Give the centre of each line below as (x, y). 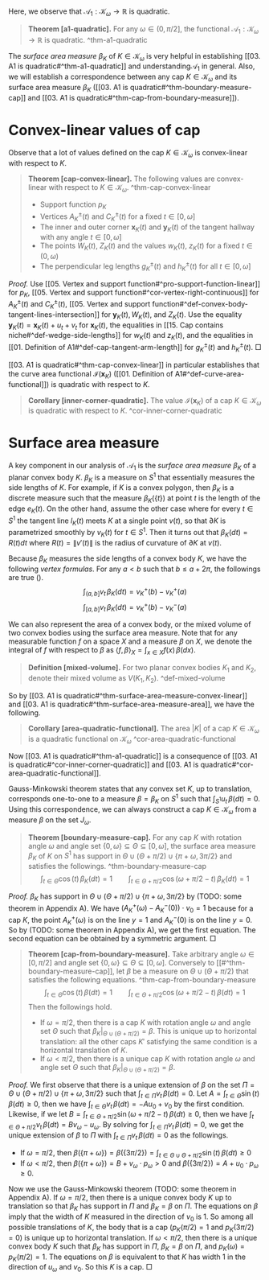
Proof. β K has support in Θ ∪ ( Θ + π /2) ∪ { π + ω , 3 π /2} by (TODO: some (125, 897)
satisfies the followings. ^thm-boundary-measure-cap (117, 866)
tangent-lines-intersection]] (54, 314)
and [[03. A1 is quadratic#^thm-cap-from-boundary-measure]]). (133, 97)
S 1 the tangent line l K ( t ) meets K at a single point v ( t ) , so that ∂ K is (117, 521)
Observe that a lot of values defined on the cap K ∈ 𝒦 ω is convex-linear (128, 153)
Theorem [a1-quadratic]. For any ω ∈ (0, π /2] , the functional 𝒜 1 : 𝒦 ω (143, 29)
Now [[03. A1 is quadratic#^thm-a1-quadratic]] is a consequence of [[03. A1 (133, 756)
